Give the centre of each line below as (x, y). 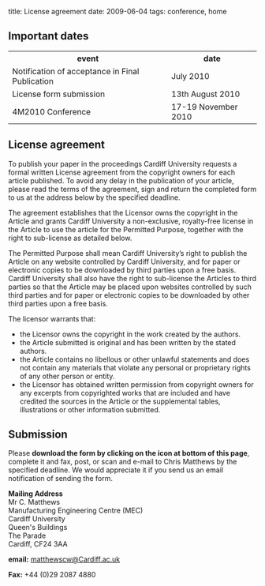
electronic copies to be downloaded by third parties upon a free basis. (122, 270)
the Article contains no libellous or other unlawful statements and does (134, 359)
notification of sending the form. (60, 479)
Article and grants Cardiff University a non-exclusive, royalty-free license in (131, 221)
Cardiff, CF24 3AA (38, 544)
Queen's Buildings (38, 528)
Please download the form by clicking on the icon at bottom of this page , (129, 453)
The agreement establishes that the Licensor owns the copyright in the (123, 212)
